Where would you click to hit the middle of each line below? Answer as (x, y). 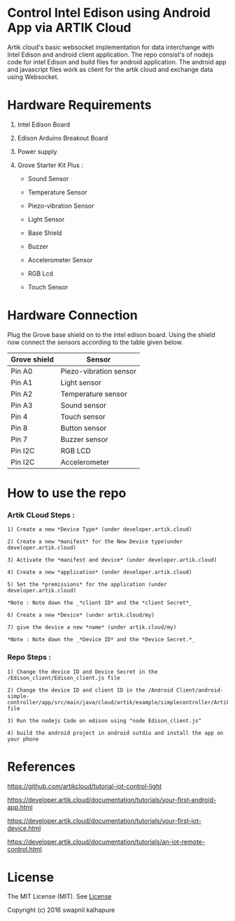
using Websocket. (33, 77)
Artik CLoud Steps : (41, 515)
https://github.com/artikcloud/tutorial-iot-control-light (85, 786)
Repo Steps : (29, 657)
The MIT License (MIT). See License (59, 897)
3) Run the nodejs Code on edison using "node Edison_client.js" (104, 721)
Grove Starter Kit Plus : (50, 165)
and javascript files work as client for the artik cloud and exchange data (110, 69)
